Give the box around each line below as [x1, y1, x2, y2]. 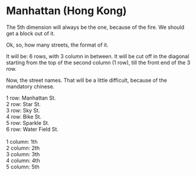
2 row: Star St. [6, 100, 41, 107]
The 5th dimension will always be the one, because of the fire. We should [6, 24, 185, 31]
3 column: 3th [6, 150, 40, 157]
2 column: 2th [6, 144, 40, 151]
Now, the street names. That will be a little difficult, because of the [6, 77, 167, 84]
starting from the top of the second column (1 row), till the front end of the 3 [6, 59, 191, 66]
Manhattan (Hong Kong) [6, 4, 127, 18]
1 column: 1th [6, 138, 38, 145]
